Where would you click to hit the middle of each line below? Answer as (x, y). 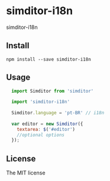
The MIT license (26, 173)
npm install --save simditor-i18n (49, 59)
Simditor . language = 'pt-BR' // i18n (58, 113)
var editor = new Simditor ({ (47, 124)
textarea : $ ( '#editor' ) (46, 129)
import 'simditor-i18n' (41, 102)
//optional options (41, 135)
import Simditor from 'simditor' (53, 91)
